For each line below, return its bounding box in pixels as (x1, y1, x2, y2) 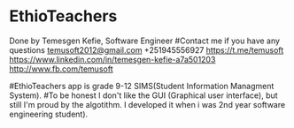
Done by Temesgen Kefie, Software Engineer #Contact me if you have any (9, 35, 281, 46)
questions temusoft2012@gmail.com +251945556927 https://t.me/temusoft (9, 44, 284, 55)
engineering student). (9, 109, 89, 119)
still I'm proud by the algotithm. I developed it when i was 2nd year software (9, 99, 286, 109)
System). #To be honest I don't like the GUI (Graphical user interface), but (9, 90, 278, 101)
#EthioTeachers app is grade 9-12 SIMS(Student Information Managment (9, 80, 275, 91)
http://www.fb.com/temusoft (9, 64, 113, 74)
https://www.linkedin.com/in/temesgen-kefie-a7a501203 (9, 54, 216, 64)
